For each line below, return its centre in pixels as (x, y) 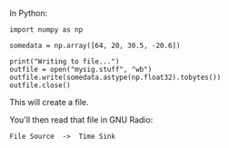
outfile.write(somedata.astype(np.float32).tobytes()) (115, 77)
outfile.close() (40, 85)
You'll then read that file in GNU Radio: (81, 120)
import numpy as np (46, 30)
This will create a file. (49, 102)
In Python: (29, 13)
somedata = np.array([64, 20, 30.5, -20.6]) (95, 45)
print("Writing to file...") (65, 62)
